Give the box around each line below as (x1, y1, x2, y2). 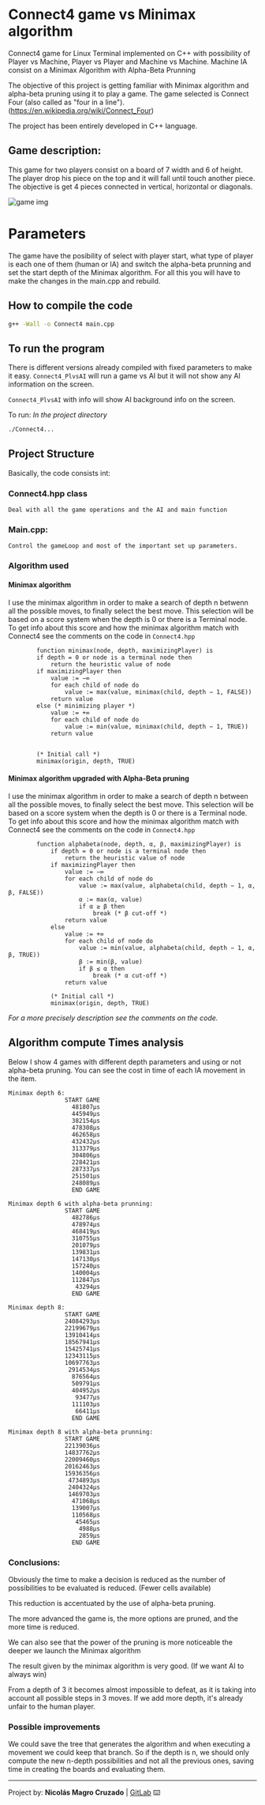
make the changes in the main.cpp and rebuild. (8, 276, 161, 285)
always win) (8, 1669, 47, 1679)
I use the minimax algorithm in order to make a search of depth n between (8, 791, 248, 801)
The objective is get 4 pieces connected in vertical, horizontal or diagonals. (8, 182, 253, 191)
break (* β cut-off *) (92, 909, 168, 918)
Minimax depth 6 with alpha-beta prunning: (8, 1200, 154, 1208)
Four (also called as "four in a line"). (8, 97, 125, 107)
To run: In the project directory (8, 410, 108, 420)
